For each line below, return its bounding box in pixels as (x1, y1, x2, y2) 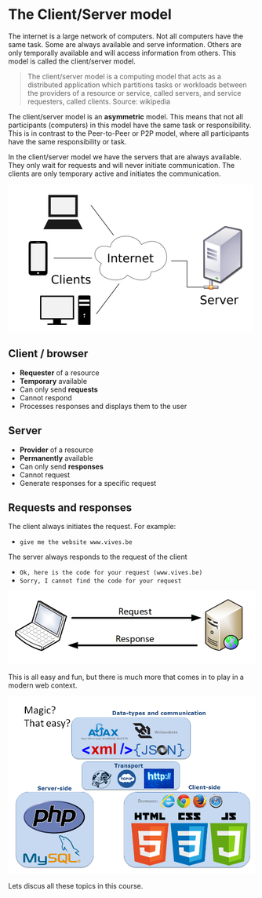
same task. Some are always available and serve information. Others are (8, 39, 242, 49)
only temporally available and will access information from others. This (8, 48, 237, 57)
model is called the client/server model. (8, 57, 136, 66)
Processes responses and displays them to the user (19, 401, 187, 411)
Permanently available (19, 453, 94, 462)
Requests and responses (8, 501, 132, 514)
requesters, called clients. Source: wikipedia (27, 97, 171, 106)
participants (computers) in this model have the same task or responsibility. (8, 120, 252, 130)
